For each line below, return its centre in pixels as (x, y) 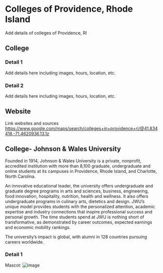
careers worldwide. (24, 242)
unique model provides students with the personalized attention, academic (80, 207)
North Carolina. (20, 176)
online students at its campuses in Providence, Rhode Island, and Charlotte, (81, 171)
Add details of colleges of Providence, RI (46, 33)
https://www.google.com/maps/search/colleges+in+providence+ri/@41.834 (81, 128)
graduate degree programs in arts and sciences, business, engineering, (77, 191)
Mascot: (13, 265)
